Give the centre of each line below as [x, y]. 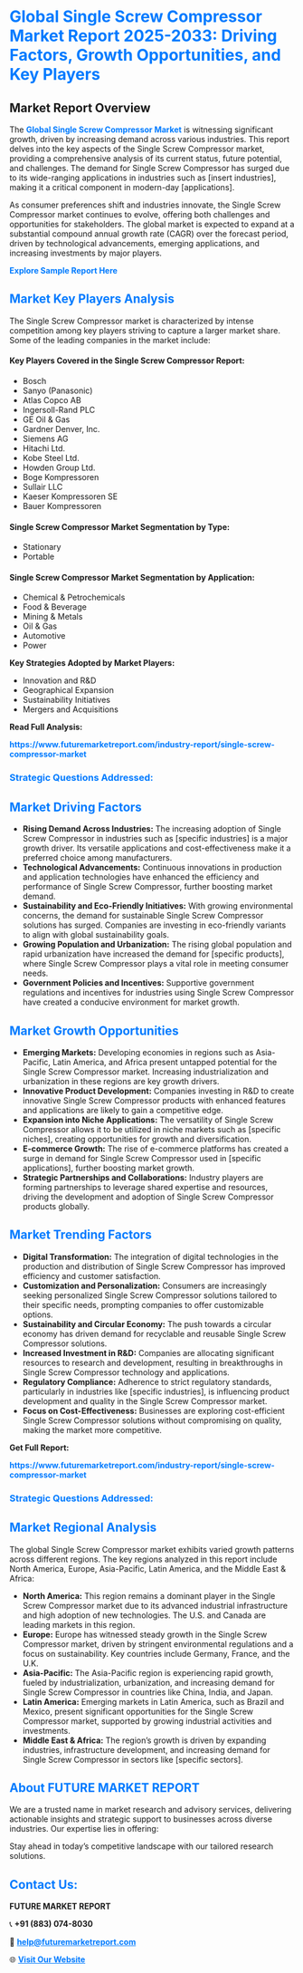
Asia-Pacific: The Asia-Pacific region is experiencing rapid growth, [148, 1672]
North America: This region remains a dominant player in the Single [149, 1595]
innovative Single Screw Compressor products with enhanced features [154, 1100]
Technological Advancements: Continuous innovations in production [152, 868]
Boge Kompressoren [61, 477]
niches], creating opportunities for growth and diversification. [137, 1139]
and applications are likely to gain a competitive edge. [123, 1110]
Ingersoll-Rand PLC [59, 410]
